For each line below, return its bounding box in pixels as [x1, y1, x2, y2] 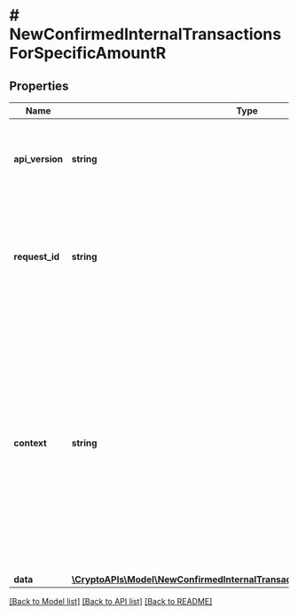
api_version [13, 153, 64, 165]
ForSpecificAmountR [9, 43, 167, 63]
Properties [9, 78, 69, 93]
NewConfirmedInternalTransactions [9, 24, 282, 44]
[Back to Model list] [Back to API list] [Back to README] [9, 596, 213, 606]
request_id [13, 250, 60, 263]
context [13, 437, 47, 449]
